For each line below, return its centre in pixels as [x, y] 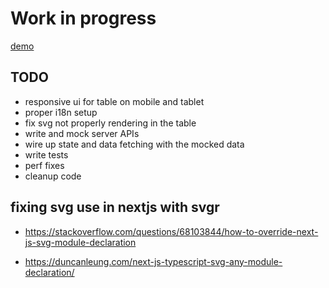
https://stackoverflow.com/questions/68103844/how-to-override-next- [171, 231]
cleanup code [53, 176]
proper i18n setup [61, 112]
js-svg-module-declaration [80, 242]
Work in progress [83, 18]
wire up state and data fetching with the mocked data [134, 144]
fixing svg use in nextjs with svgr [115, 207]
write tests [46, 154]
